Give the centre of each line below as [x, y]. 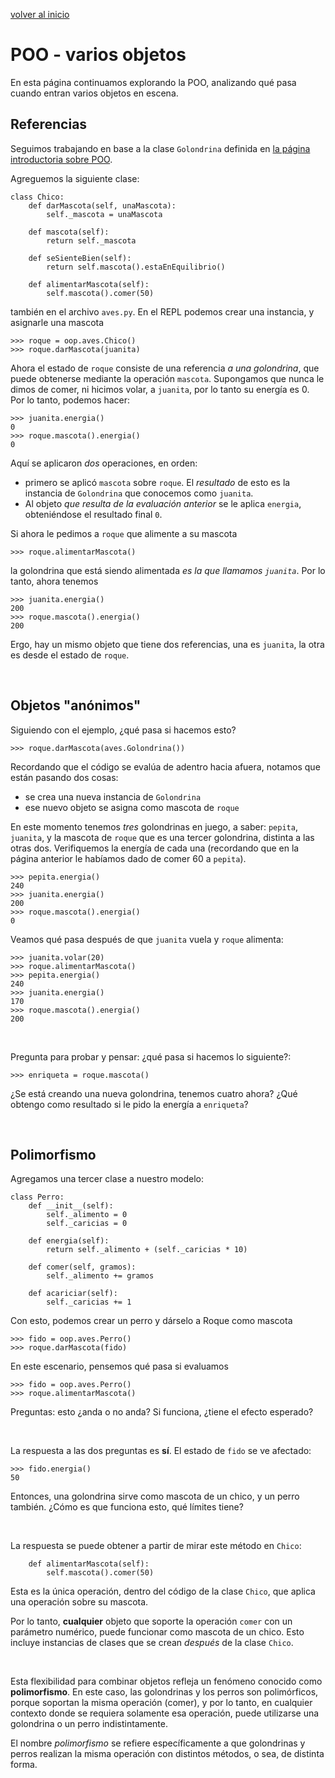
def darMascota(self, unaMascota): [102, 205]
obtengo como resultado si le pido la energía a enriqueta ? [129, 1104]
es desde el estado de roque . [70, 655]
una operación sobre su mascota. [79, 1602]
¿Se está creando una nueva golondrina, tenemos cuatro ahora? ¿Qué [154, 1093]
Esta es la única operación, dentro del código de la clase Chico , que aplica [163, 1591]
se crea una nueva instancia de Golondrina [113, 796]
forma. [24, 1765]
